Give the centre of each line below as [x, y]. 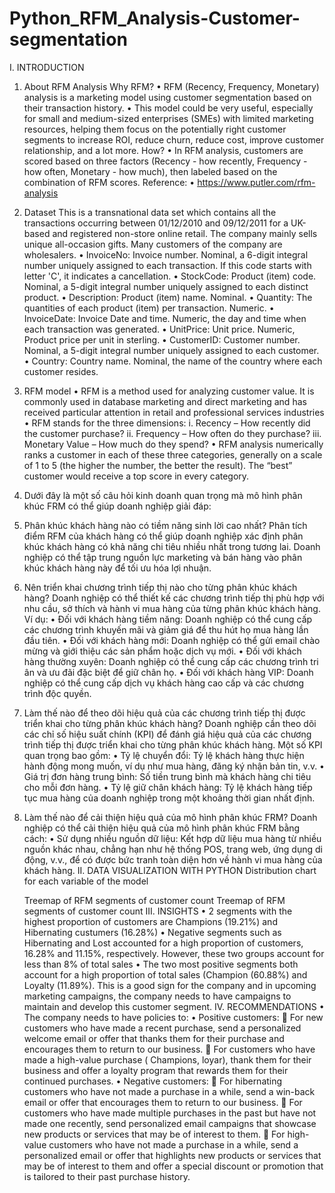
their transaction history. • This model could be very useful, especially [168, 108]
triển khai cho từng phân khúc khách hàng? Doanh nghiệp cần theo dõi [170, 723]
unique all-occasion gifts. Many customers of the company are [153, 244]
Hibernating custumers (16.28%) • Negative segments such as [152, 932]
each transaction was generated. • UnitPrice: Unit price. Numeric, [159, 329]
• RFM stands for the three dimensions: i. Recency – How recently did [167, 423]
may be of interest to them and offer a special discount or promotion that [173, 1166]
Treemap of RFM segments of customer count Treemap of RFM [154, 900]
